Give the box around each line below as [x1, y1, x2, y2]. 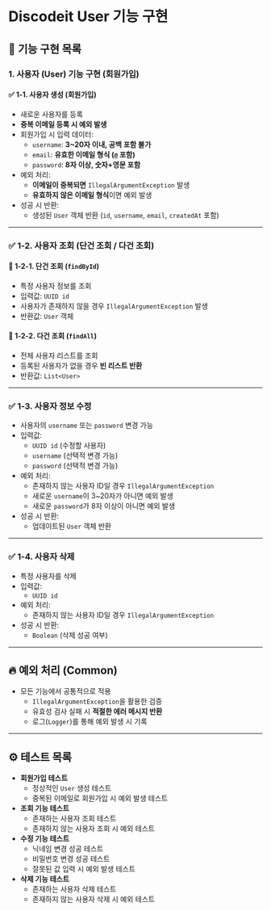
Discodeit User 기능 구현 [8, 7, 169, 26]
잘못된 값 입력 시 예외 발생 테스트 [31, 864, 135, 874]
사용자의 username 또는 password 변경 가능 [19, 421, 153, 430]
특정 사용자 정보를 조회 [19, 280, 92, 291]
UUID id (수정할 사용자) [31, 441, 106, 451]
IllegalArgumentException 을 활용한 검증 [31, 696, 163, 707]
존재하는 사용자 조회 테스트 [31, 813, 117, 824]
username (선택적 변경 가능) [31, 451, 119, 460]
